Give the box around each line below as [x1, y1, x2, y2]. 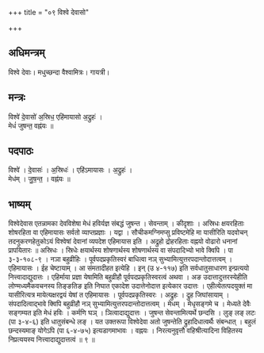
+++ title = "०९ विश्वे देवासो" [8, 8, 90, 17]
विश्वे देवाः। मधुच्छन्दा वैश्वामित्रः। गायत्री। [8, 67, 110, 77]
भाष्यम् [8, 198, 31, 211]
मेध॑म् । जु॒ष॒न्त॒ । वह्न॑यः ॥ [8, 175, 71, 184]
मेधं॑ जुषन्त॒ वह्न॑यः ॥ [8, 121, 54, 130]
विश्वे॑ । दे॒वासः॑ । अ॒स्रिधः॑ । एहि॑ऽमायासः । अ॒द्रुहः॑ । [8, 165, 133, 175]
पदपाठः [8, 144, 34, 158]
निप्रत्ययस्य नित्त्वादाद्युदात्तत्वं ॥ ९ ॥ [8, 335, 95, 344]
